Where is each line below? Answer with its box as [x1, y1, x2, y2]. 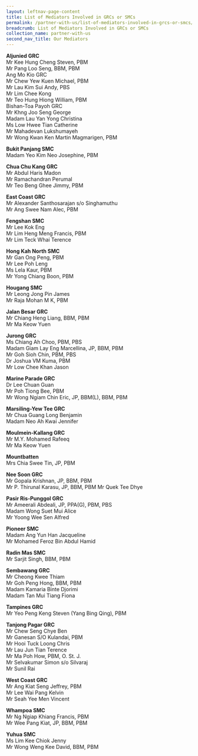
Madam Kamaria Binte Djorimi [6, 586, 78, 592]
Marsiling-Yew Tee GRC [6, 405, 65, 412]
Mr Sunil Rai [6, 665, 35, 672]
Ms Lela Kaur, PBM [6, 266, 52, 273]
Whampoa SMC [6, 707, 45, 713]
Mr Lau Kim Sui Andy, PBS [6, 84, 70, 90]
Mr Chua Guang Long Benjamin [6, 412, 82, 418]
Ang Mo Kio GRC [6, 71, 47, 78]
